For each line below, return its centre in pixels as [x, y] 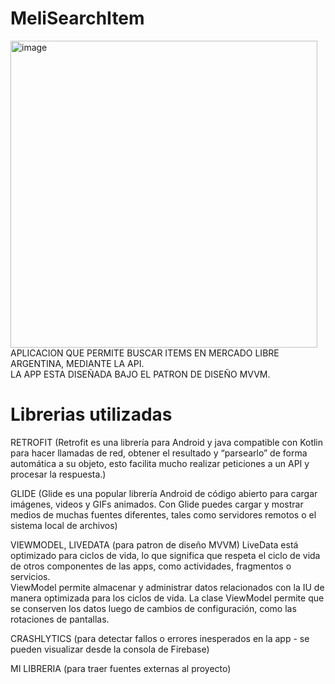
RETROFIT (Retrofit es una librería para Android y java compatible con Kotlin [167, 442]
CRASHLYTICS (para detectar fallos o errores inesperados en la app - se [160, 638]
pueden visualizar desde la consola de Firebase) [110, 649]
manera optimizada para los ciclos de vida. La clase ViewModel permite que [167, 598]
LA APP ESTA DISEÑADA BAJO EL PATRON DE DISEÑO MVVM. [140, 374]
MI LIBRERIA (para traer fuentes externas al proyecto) [121, 668]
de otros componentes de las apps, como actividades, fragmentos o [151, 566]
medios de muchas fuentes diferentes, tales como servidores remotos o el [163, 514]
